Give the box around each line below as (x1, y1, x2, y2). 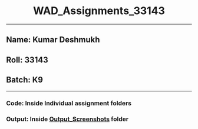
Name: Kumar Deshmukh (6, 35, 100, 45)
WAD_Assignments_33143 (33, 4, 165, 18)
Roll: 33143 (6, 55, 48, 65)
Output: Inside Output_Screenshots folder (6, 115, 128, 123)
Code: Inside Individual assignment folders (6, 99, 131, 107)
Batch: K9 (6, 75, 43, 85)
